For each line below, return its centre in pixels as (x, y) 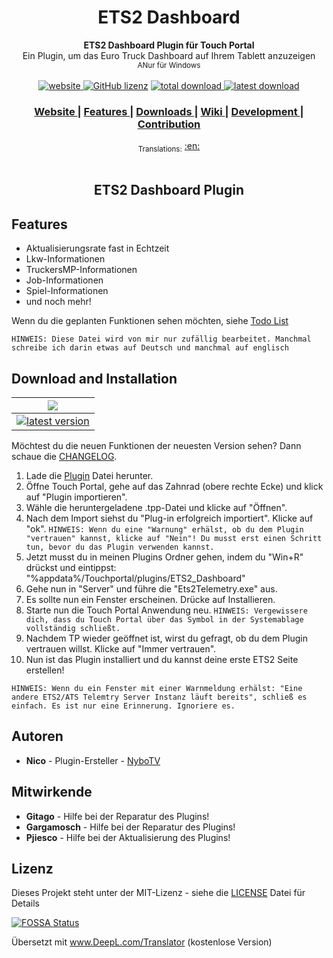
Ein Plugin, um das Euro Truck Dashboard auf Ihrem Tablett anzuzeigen (169, 55)
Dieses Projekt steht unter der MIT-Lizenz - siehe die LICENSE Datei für (158, 893)
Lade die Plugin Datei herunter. (89, 476)
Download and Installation (94, 378)
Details (25, 903)
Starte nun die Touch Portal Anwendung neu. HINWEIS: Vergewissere (166, 610)
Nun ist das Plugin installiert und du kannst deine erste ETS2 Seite (162, 660)
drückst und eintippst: (71, 568)
